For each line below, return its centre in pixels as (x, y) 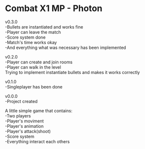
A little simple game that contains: (39, 111)
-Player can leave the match (33, 32)
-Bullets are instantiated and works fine (44, 27)
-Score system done (25, 37)
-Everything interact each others (37, 141)
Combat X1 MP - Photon (54, 8)
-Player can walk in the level (33, 67)
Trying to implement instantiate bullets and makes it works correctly (72, 72)
